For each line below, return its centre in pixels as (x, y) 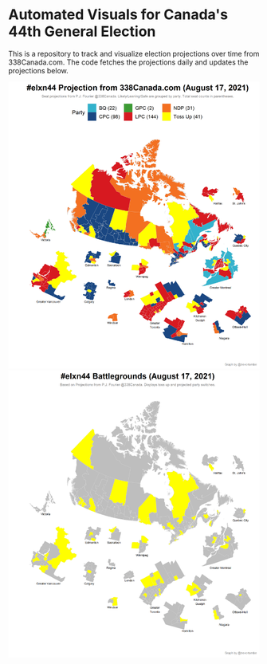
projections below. (39, 70)
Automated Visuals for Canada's (118, 15)
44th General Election (82, 31)
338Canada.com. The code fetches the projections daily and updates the (128, 62)
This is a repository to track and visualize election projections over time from (134, 53)
